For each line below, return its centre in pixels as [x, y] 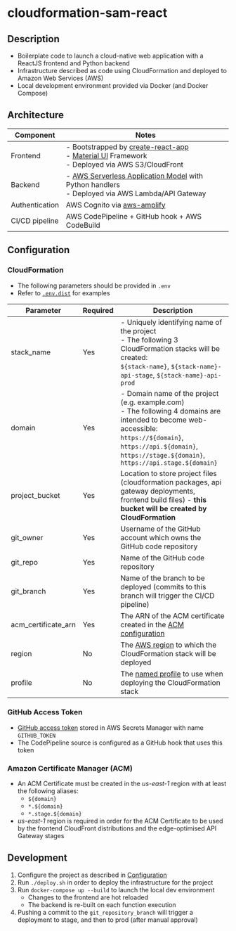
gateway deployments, [158, 491]
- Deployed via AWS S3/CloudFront [125, 165]
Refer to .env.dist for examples [64, 293]
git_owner [27, 537]
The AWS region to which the [169, 645]
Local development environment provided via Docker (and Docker [113, 85]
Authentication [35, 205]
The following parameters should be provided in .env [94, 285]
